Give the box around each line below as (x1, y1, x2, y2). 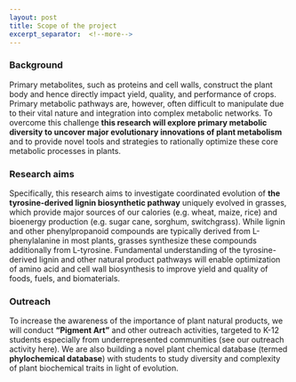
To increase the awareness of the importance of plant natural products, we (9, 315, 284, 326)
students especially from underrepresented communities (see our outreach (9, 335, 284, 345)
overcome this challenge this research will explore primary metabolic (9, 117, 268, 127)
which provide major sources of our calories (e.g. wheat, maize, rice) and (9, 207, 278, 217)
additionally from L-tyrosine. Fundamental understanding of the (9, 244, 242, 255)
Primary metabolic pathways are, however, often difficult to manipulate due (9, 98, 284, 109)
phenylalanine (9, 235, 60, 246)
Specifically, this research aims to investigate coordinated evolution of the (9, 188, 281, 199)
